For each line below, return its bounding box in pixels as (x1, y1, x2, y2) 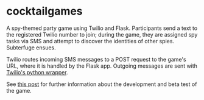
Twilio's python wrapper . (6, 68, 68, 76)
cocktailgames (6, 4, 83, 18)
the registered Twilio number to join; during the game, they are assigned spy (6, 30, 198, 38)
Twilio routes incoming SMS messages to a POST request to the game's (6, 55, 187, 63)
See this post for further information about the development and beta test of (6, 80, 197, 88)
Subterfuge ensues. (6, 44, 56, 51)
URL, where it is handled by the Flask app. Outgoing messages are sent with (6, 62, 198, 70)
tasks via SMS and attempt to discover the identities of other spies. (6, 37, 175, 45)
